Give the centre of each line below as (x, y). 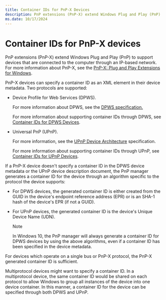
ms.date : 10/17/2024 (27, 19)
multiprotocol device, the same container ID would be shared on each (76, 277)
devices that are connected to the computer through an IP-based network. (81, 63)
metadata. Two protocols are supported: (46, 88)
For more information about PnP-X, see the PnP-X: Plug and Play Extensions (83, 68)
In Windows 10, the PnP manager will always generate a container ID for (86, 236)
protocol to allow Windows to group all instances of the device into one (78, 282)
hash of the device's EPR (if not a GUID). (54, 202)
